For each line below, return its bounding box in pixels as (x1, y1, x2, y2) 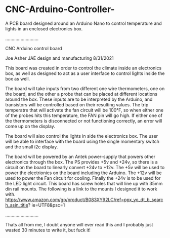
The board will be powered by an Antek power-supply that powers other (5, 153, 156, 160)
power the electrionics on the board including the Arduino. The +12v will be (5, 170, 162, 176)
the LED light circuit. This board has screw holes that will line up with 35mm (5, 180, 163, 186)
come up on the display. (5, 123, 56, 129)
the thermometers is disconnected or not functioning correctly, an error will (5, 117, 162, 124)
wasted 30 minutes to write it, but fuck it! (5, 227, 91, 233)
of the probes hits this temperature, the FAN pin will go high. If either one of (5, 112, 163, 118)
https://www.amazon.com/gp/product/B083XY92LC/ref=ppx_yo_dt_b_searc (5, 196, 163, 203)
